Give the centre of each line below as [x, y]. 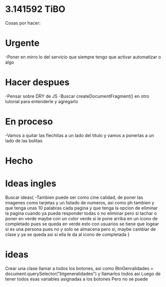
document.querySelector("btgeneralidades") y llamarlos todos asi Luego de [83, 274]
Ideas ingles [31, 184]
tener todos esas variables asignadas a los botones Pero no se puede [77, 279]
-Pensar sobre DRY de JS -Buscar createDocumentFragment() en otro [77, 96]
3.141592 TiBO [35, 9]
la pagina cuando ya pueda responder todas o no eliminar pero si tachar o [81, 213]
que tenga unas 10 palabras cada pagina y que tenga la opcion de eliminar [82, 208]
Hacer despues [37, 82]
